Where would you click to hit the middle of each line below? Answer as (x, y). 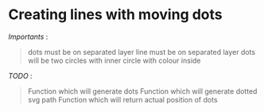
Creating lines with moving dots (115, 15)
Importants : (28, 37)
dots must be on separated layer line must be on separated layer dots (142, 52)
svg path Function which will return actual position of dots (122, 99)
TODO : (21, 75)
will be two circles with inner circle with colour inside (114, 60)
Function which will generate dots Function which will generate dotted (142, 91)
